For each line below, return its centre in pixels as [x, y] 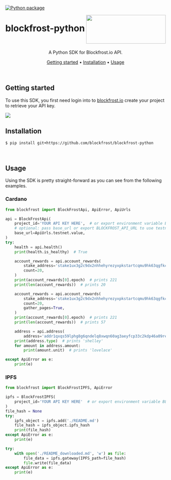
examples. [16, 186]
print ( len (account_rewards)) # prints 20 [60, 285]
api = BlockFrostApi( [28, 219]
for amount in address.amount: [48, 346]
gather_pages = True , [44, 308]
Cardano [16, 199]
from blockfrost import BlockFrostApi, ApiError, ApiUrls [68, 209]
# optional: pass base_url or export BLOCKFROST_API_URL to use [84, 228]
